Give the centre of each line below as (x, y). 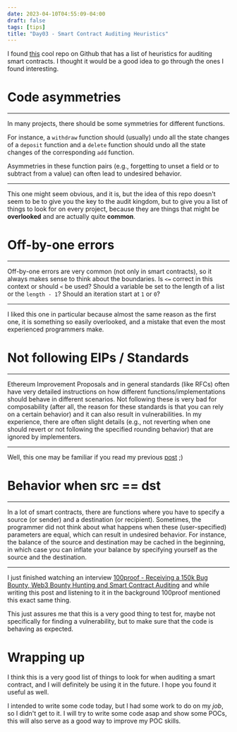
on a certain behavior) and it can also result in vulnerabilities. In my (105, 414)
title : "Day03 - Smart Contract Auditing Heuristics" (88, 34)
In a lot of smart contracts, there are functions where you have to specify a (116, 512)
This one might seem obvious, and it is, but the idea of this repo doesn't (112, 194)
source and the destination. (47, 557)
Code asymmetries (64, 97)
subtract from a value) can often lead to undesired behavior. (95, 173)
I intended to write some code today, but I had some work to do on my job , (115, 706)
